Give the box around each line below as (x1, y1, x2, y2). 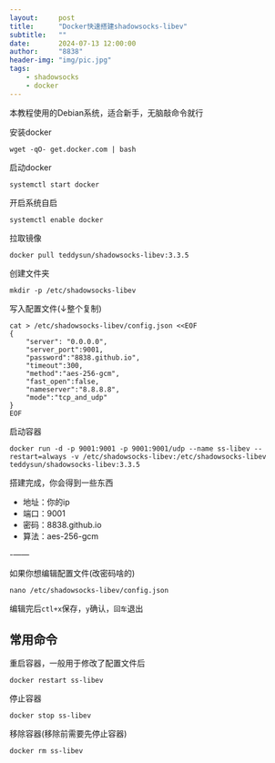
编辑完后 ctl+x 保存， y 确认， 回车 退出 (9, 603, 144, 614)
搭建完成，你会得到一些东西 (9, 477, 114, 488)
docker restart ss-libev (9, 676, 104, 686)
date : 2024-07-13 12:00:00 (9, 38, 137, 48)
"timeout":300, (25, 361, 84, 370)
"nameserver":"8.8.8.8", (25, 384, 120, 394)
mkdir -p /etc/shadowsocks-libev (9, 286, 137, 295)
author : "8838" (9, 47, 84, 56)
